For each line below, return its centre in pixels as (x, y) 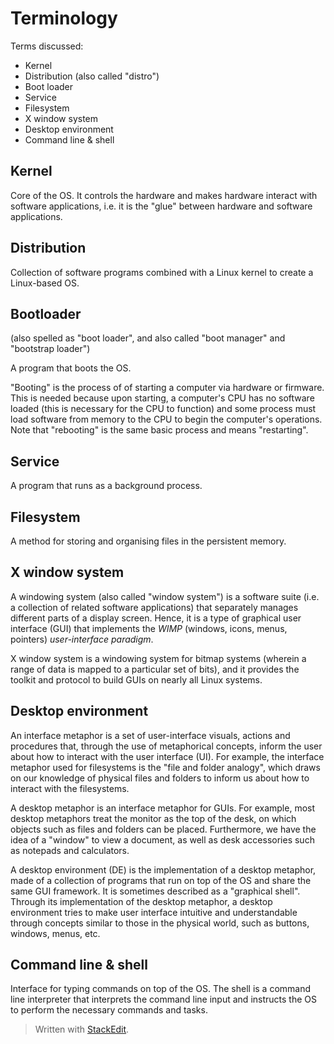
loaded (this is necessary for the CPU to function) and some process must (163, 409)
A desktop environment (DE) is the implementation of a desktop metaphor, (163, 869)
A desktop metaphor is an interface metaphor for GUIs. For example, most (163, 808)
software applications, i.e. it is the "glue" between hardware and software (161, 206)
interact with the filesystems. (70, 788)
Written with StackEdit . (82, 1029)
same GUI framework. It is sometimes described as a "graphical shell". (155, 891)
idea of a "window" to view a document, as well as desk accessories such (162, 839)
